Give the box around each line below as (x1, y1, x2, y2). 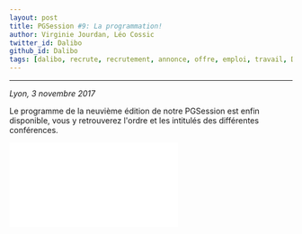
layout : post (9, 13, 58, 22)
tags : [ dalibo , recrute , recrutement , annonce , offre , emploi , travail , (9, 55, 288, 64)
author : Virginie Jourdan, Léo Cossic (9, 30, 155, 39)
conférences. (9, 125, 58, 135)
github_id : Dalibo (9, 47, 78, 56)
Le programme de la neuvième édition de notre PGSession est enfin (9, 105, 261, 116)
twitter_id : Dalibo (9, 38, 83, 48)
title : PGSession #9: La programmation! (9, 22, 164, 31)
